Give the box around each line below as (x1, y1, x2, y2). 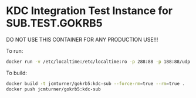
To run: (6, 47, 23, 54)
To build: (6, 69, 28, 76)
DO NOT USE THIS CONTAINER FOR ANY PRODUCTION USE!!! (6, 36, 158, 43)
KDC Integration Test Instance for (6, 4, 173, 18)
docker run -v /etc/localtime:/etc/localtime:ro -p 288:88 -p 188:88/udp (6, 59, 191, 65)
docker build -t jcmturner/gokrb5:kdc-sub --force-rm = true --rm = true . (6, 80, 185, 86)
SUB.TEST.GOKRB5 (6, 16, 103, 30)
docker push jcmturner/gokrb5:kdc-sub (6, 86, 101, 92)
